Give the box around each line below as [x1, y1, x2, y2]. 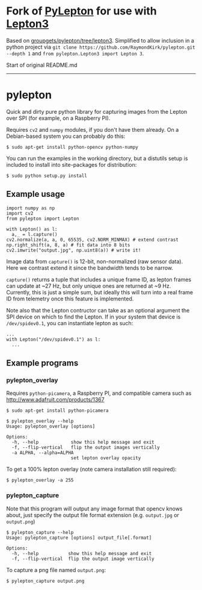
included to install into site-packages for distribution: [6, 161, 137, 168]
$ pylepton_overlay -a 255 [6, 477, 74, 483]
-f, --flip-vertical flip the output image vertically [11, 556, 155, 562]
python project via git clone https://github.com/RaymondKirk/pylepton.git [6, 43, 195, 51]
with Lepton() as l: [6, 226, 58, 232]
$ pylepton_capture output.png [6, 578, 85, 584]
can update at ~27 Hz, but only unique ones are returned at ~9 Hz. [6, 282, 171, 290]
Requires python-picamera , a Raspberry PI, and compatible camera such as [6, 390, 192, 397]
